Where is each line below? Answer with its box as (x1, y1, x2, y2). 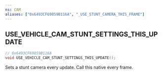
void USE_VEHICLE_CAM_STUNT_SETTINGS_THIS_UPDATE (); (5, 55, 116, 61)
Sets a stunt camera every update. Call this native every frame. (5, 65, 133, 71)
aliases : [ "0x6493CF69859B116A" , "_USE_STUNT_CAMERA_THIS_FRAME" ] (5, 12, 145, 17)
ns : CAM (5, 7, 21, 12)
